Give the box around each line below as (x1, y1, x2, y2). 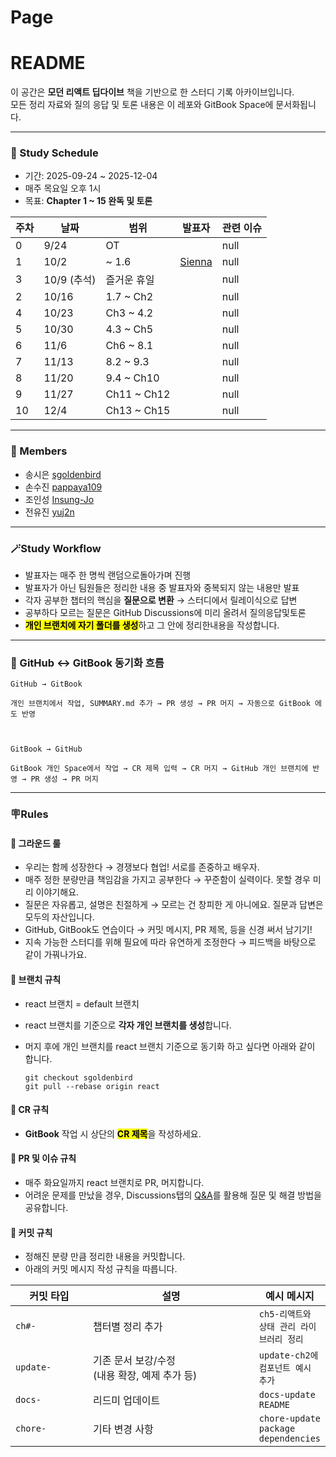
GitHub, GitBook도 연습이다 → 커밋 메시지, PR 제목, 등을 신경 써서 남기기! (24, 924, 313, 936)
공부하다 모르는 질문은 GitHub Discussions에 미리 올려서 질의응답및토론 (24, 607, 307, 619)
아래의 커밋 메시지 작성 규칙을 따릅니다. (24, 1263, 178, 1275)
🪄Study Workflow (10, 541, 102, 555)
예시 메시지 (264, 1289, 315, 1303)
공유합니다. (24, 1202, 69, 1214)
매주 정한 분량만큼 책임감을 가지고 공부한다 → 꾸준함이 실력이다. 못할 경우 (24, 874, 311, 886)
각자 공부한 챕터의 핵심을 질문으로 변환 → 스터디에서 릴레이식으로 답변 (24, 594, 298, 606)
